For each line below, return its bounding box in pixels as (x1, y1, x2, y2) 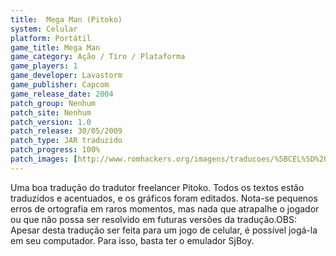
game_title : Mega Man (10, 42, 101, 53)
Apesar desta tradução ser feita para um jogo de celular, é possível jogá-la (10, 224, 318, 236)
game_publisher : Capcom (10, 80, 110, 90)
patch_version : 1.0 (10, 117, 92, 127)
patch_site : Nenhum (10, 107, 92, 118)
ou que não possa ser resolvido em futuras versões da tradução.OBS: (10, 213, 298, 225)
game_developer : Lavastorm (10, 71, 123, 81)
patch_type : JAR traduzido (10, 136, 123, 146)
